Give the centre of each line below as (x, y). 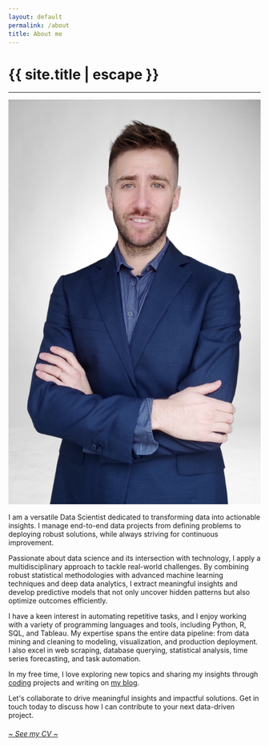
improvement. (31, 543)
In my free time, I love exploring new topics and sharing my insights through (133, 674)
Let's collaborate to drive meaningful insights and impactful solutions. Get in (134, 698)
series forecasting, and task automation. (75, 659)
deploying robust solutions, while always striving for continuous (113, 534)
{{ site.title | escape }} (84, 74)
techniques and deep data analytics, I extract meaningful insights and (123, 584)
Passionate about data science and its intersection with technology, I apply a (134, 558)
